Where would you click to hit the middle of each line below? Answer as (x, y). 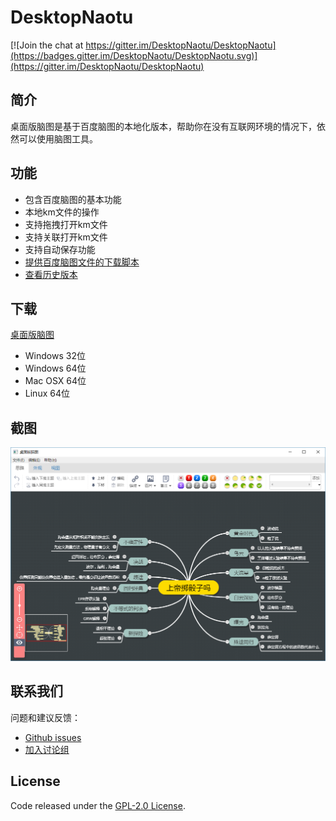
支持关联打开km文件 (66, 237)
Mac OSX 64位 (55, 381)
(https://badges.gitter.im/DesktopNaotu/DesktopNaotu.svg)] (134, 55)
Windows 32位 (55, 356)
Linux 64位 (47, 393)
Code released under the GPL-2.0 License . (98, 805)
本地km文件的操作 (62, 212)
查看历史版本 (51, 274)
